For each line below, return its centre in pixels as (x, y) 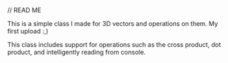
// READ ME (24, 10)
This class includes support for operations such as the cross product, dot (114, 44)
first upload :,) (28, 31)
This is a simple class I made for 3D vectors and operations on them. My (113, 23)
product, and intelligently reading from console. (77, 52)
